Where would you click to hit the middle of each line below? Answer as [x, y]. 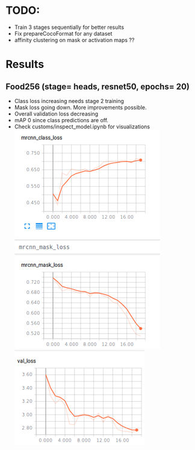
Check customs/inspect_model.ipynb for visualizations [82, 127]
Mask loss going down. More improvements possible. [80, 107]
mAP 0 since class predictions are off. [61, 120]
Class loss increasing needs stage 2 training [69, 101]
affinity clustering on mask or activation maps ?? [74, 40]
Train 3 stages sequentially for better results [69, 27]
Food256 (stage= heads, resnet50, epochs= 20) [98, 86]
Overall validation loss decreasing [56, 114]
